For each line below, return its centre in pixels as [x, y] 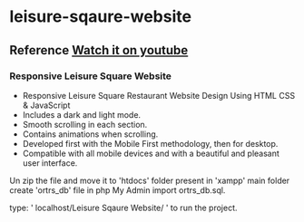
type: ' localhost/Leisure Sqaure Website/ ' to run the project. [123, 208]
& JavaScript [46, 105]
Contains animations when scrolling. [90, 134]
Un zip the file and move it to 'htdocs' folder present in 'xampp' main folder [150, 180]
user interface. [50, 163]
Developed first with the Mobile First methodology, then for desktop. [150, 143]
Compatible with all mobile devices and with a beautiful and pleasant [151, 153]
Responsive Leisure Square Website [91, 76]
